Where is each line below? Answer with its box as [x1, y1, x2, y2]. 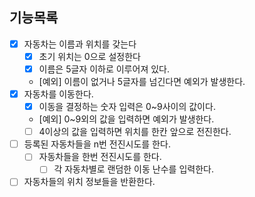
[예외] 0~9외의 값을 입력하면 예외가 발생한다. [38, 113, 215, 125]
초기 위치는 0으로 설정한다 [38, 50, 141, 62]
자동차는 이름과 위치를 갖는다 [23, 38, 137, 50]
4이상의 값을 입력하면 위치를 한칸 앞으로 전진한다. [38, 126, 232, 138]
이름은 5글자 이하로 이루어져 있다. [38, 63, 170, 75]
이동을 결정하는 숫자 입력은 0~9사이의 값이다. [38, 101, 216, 113]
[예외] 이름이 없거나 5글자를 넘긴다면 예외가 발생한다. [38, 76, 246, 87]
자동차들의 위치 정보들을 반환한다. [23, 176, 156, 188]
